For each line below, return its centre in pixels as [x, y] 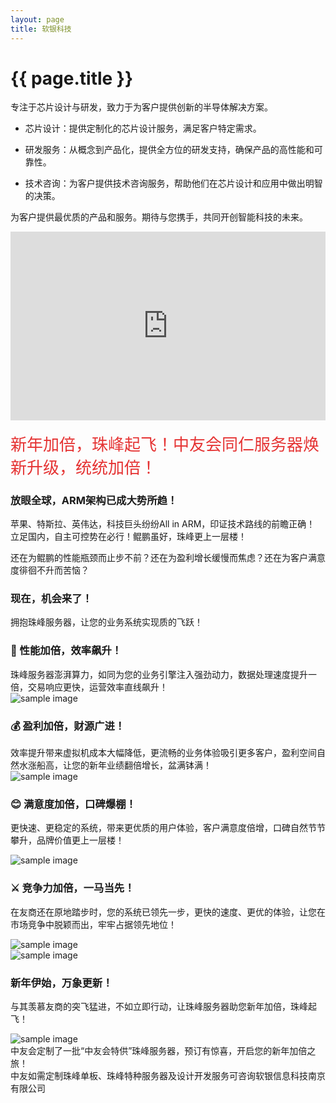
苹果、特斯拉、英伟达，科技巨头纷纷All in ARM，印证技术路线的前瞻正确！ [163, 524]
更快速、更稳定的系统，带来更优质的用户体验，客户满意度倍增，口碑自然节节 [168, 828]
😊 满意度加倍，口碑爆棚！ [73, 804]
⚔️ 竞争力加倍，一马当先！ [72, 888]
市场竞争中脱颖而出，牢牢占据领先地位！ [93, 924]
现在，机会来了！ [51, 599]
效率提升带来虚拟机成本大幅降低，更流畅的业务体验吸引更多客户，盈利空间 [163, 752]
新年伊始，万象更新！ [61, 983]
